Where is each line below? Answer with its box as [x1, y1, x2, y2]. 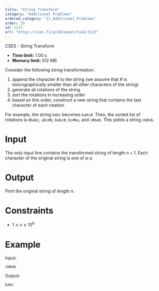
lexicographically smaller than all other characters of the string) [12, 82, 139, 87]
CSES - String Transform [5, 43, 55, 49]
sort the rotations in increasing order [12, 92, 85, 98]
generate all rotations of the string [12, 87, 80, 92]
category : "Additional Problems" [5, 12, 73, 17]
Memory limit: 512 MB [12, 58, 57, 63]
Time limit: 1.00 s [12, 52, 47, 58]
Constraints [5, 205, 54, 216]
